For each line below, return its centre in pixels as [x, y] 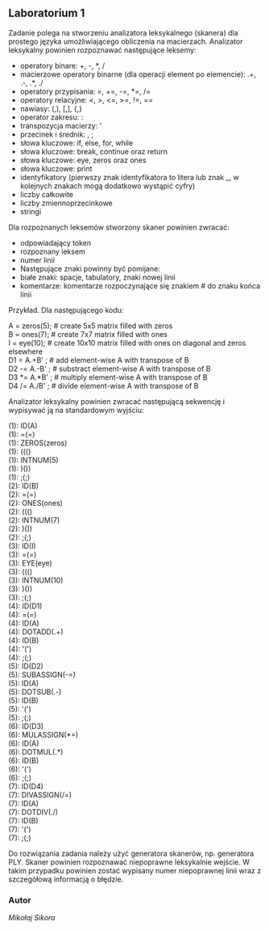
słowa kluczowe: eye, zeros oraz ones [83, 160]
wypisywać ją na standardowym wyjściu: [76, 410]
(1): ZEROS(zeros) [38, 443]
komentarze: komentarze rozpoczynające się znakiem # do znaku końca [140, 285]
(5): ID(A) [24, 683]
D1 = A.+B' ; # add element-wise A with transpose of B [99, 360]
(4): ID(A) [24, 623]
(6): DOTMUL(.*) [36, 751]
